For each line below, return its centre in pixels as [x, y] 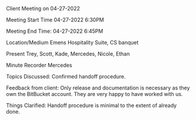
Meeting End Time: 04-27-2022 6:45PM [55, 31]
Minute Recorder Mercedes [39, 65]
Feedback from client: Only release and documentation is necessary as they [98, 88]
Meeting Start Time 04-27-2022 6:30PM [55, 20]
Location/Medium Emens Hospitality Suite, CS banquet [72, 42]
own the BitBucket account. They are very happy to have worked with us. [94, 94]
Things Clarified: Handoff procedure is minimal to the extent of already [92, 105]
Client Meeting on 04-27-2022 [43, 8]
